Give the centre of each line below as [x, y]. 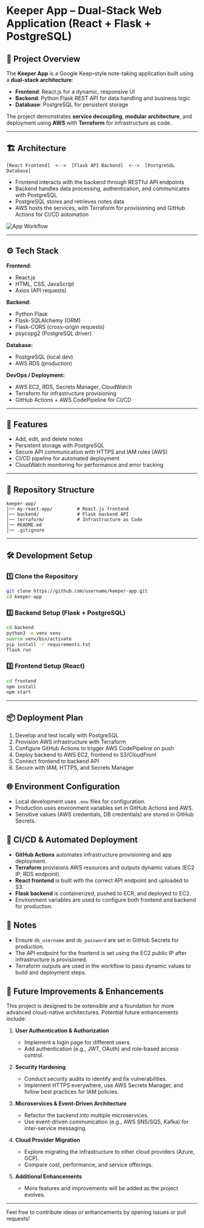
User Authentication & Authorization [62, 1030]
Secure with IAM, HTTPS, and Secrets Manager [74, 768]
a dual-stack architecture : [40, 80]
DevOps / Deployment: [36, 375]
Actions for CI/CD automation [52, 214]
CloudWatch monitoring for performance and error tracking [89, 465]
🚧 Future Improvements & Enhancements [85, 991]
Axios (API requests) [41, 290]
